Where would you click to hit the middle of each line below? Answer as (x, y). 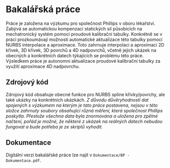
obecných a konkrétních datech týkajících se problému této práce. (75, 55)
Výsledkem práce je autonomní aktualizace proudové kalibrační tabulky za (83, 61)
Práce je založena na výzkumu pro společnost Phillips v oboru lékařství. (81, 23)
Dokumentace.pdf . (24, 160)
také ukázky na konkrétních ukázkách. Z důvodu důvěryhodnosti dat (77, 100)
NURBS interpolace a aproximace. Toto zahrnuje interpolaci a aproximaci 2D (85, 45)
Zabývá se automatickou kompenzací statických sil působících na (74, 28)
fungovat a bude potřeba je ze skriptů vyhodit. (54, 127)
